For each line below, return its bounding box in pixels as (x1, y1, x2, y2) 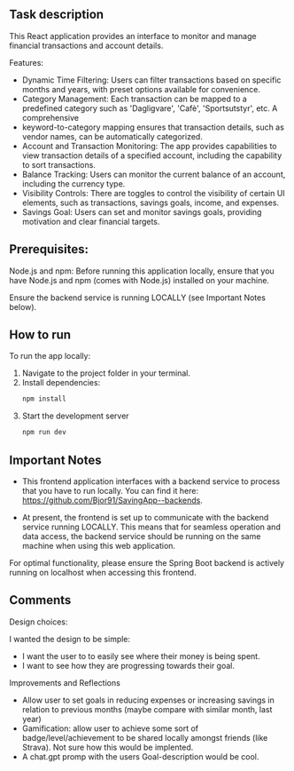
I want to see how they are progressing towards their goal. (21, 660, 236, 671)
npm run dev (21, 428, 66, 437)
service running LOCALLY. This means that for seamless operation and (21, 521, 281, 532)
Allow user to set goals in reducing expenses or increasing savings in (21, 695, 275, 705)
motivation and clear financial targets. (21, 216, 160, 227)
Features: (9, 57, 44, 68)
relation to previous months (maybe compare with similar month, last (21, 703, 273, 714)
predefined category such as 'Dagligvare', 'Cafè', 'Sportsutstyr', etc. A (21, 102, 278, 114)
